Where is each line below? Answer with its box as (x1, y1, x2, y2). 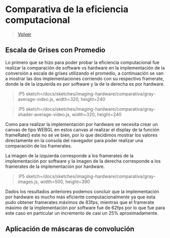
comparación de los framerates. (5, 143, 73, 149)
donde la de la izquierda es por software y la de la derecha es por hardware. (5, 81, 165, 87)
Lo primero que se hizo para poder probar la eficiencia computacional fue (5, 59, 160, 65)
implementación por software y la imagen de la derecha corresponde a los (5, 158, 161, 164)
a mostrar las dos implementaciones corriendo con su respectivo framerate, (5, 75, 164, 82)
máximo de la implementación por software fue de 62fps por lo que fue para (5, 205, 165, 211)
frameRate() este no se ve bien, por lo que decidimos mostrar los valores (5, 132, 158, 138)
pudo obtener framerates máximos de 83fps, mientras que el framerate (5, 199, 155, 205)
